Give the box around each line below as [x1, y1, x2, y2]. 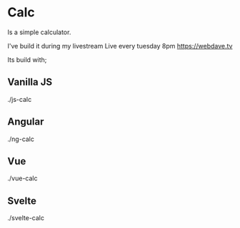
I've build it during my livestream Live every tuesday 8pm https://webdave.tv [7, 41, 233, 50]
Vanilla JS [7, 76, 52, 88]
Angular [7, 115, 44, 128]
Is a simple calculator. [7, 28, 71, 36]
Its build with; [7, 55, 47, 64]
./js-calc [7, 95, 32, 103]
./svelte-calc [7, 214, 45, 222]
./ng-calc [7, 135, 34, 143]
